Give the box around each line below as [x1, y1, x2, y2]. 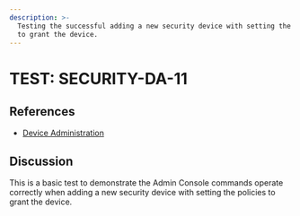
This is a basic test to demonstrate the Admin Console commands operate [9, 177, 284, 188]
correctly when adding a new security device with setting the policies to [9, 187, 276, 198]
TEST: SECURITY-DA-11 [9, 68, 189, 89]
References [9, 104, 75, 119]
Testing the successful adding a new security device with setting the [17, 22, 292, 30]
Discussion [9, 153, 74, 168]
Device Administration [22, 127, 105, 139]
